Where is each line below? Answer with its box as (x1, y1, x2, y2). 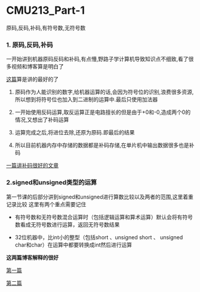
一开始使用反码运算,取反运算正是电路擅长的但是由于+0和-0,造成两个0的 (14, 109, 191, 116)
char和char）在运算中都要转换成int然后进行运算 (14, 241, 133, 248)
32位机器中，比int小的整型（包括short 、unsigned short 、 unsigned (14, 233, 183, 240)
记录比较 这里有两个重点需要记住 (6, 200, 87, 207)
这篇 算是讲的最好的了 (6, 76, 59, 83)
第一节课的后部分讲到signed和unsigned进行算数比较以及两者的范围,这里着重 (6, 193, 194, 200)
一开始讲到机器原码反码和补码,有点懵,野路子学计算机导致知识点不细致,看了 (6, 55, 189, 63)
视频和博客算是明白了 (11, 63, 64, 70)
